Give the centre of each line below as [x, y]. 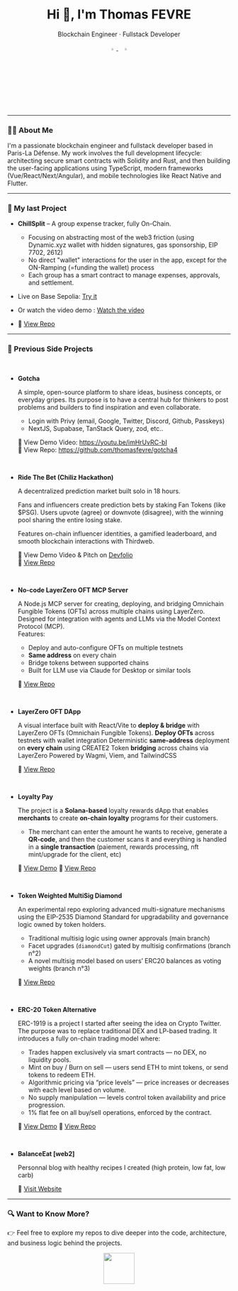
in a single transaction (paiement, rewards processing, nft [113, 847]
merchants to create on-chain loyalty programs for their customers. [118, 818]
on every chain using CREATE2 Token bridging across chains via [113, 747]
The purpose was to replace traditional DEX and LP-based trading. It [117, 1031]
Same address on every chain [72, 655]
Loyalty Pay [35, 796]
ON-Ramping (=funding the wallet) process [91, 268]
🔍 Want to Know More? [49, 1214]
